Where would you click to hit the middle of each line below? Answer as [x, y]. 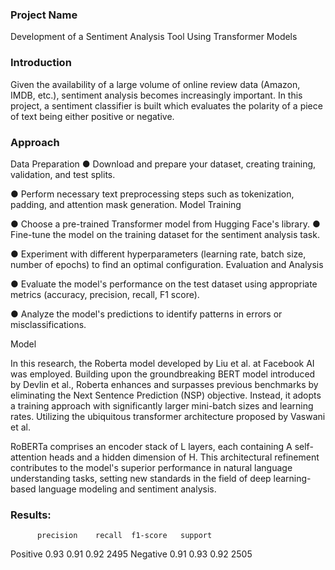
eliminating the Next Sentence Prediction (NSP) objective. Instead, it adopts [166, 395]
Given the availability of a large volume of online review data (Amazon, [155, 84]
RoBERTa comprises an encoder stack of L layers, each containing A [151, 446]
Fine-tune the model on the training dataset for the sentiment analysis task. [165, 234]
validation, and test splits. [63, 174]
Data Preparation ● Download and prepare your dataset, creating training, [163, 164]
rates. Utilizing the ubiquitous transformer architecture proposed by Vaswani [168, 416]
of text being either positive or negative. [92, 116]
